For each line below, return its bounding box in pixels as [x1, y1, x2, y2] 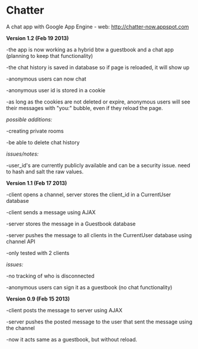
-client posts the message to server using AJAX [6, 306, 123, 314]
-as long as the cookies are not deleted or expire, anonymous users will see [6, 98, 190, 105]
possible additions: [6, 116, 53, 123]
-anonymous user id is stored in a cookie [6, 86, 106, 93]
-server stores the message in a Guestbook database [6, 220, 136, 227]
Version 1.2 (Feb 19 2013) [6, 34, 69, 41]
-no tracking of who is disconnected [6, 272, 95, 279]
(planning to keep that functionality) [6, 52, 93, 59]
